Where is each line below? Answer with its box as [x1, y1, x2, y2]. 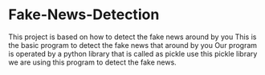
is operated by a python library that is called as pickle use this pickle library [8, 49, 258, 58]
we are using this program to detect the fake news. [8, 57, 177, 67]
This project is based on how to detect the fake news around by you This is [8, 32, 257, 41]
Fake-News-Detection [8, 6, 160, 24]
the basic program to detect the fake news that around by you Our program [8, 40, 258, 49]
